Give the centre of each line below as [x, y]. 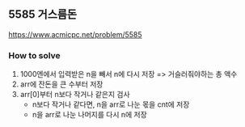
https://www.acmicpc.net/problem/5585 [76, 34]
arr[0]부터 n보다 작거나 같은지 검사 [75, 95]
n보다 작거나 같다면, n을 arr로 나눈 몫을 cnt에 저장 [111, 104]
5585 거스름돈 [43, 15]
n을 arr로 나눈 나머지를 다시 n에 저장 [89, 115]
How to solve [34, 55]
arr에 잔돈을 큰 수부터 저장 [61, 84]
